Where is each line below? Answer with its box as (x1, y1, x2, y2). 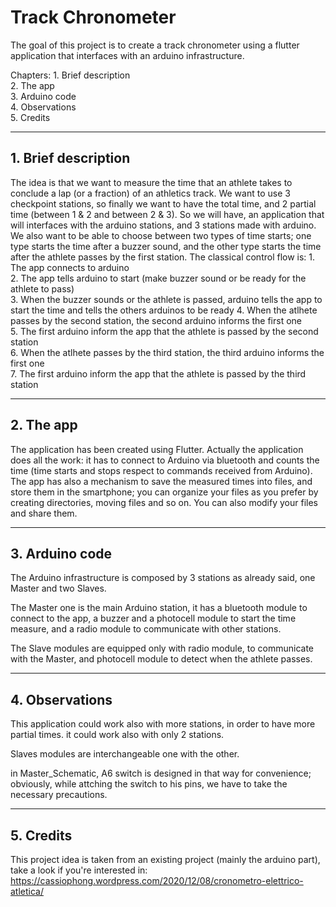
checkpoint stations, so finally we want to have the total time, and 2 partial (10, 197, 317, 210)
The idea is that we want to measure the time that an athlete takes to (10, 176, 293, 188)
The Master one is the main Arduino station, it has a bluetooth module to (10, 602, 308, 614)
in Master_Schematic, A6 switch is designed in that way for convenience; (10, 767, 312, 780)
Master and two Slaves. (10, 582, 107, 595)
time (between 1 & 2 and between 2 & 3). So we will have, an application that (10, 208, 325, 220)
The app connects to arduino (10, 261, 130, 273)
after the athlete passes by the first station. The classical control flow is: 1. (10, 251, 316, 263)
